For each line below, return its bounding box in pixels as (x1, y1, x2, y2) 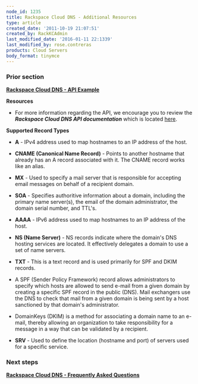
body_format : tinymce (6, 53, 60, 59)
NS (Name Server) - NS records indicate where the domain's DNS (14, 234, 177, 241)
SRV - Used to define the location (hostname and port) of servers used (14, 336, 189, 344)
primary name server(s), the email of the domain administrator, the (14, 198, 178, 205)
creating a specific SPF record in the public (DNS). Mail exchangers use (14, 288, 191, 295)
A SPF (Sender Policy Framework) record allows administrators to (14, 276, 175, 283)
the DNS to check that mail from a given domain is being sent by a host (14, 295, 189, 302)
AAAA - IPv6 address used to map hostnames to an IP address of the (14, 216, 186, 223)
